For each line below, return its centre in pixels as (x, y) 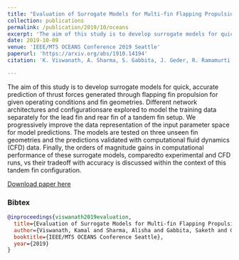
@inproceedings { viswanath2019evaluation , (70, 217)
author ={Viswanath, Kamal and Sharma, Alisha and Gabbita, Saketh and (121, 230)
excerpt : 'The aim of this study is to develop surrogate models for (113, 34)
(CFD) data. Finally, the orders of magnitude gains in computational (106, 147)
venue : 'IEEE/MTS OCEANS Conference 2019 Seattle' (84, 47)
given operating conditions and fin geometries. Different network (102, 102)
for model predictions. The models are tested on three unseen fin (103, 132)
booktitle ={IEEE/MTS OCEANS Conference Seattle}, (89, 237)
